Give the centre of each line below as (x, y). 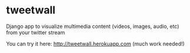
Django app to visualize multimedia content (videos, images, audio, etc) (93, 26)
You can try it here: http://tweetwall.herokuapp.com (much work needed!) (96, 44)
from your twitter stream (36, 32)
